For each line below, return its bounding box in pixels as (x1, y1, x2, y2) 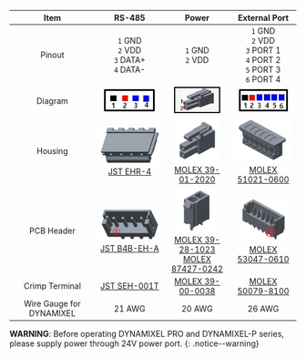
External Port (238, 12, 290, 23)
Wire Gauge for (24, 298, 81, 309)
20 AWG (181, 302, 214, 314)
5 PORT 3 (245, 64, 281, 75)
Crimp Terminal (23, 281, 82, 292)
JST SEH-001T (99, 281, 159, 292)
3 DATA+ (113, 54, 146, 65)
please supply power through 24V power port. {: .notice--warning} (9, 338, 260, 349)
